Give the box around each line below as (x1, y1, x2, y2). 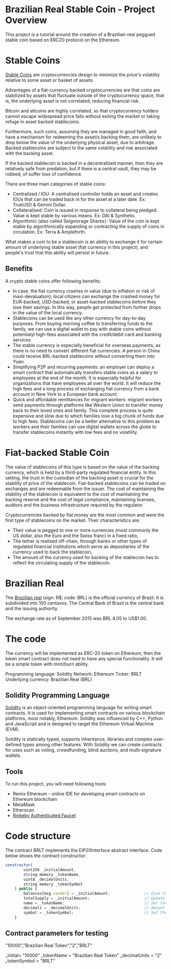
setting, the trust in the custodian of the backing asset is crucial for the (5, 474, 154, 481)
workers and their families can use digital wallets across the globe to (12, 423, 157, 430)
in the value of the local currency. (12, 309, 83, 315)
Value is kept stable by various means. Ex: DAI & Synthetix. (12, 212, 136, 218)
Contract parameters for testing (5, 929, 108, 937)
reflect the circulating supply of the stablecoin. (12, 560, 111, 566)
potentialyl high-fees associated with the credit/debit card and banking (12, 331, 162, 337)
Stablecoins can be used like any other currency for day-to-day (12, 315, 146, 321)
